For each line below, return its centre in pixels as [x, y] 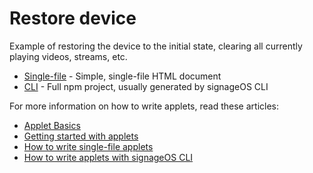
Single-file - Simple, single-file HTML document [122, 76]
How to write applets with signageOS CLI [108, 157]
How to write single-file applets [88, 146]
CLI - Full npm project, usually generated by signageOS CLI [146, 86]
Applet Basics [52, 125]
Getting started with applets [81, 136]
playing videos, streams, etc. [68, 56]
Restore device [73, 18]
